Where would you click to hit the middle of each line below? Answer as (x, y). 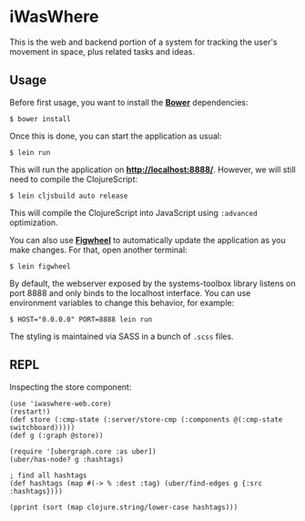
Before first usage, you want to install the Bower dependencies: (129, 102)
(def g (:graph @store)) (56, 435)
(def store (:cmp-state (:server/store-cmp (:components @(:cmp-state (146, 419)
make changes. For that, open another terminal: (99, 250)
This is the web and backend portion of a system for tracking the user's (143, 42)
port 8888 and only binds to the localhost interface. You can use (130, 292)
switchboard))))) (42, 427)
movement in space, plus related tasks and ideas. (102, 51)
